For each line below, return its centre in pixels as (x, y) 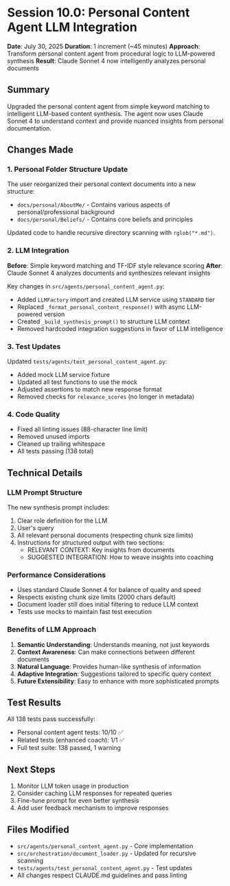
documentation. (30, 128)
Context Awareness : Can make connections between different (106, 652)
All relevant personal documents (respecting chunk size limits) (105, 535)
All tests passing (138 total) (55, 451)
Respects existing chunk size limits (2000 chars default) (96, 597)
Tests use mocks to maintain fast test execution (84, 612)
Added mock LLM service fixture (63, 375)
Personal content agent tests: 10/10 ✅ (70, 732)
